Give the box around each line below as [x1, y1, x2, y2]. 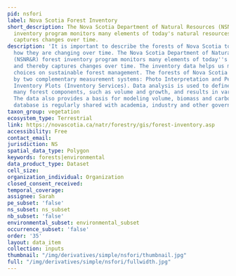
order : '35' [7, 232, 42, 239]
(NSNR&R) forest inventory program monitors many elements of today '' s [13, 56, 228, 63]
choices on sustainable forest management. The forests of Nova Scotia [13, 69, 228, 76]
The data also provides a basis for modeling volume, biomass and [13, 96, 212, 103]
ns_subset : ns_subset [7, 206, 71, 213]
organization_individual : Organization [7, 173, 124, 180]
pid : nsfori [7, 10, 42, 18]
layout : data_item [7, 239, 61, 246]
